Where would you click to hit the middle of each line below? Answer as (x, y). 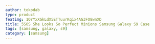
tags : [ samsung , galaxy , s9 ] (36, 29)
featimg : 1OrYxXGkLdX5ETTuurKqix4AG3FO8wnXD (53, 19)
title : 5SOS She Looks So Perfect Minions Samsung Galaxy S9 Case (77, 24)
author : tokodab (23, 10)
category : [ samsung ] (27, 33)
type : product (20, 15)
